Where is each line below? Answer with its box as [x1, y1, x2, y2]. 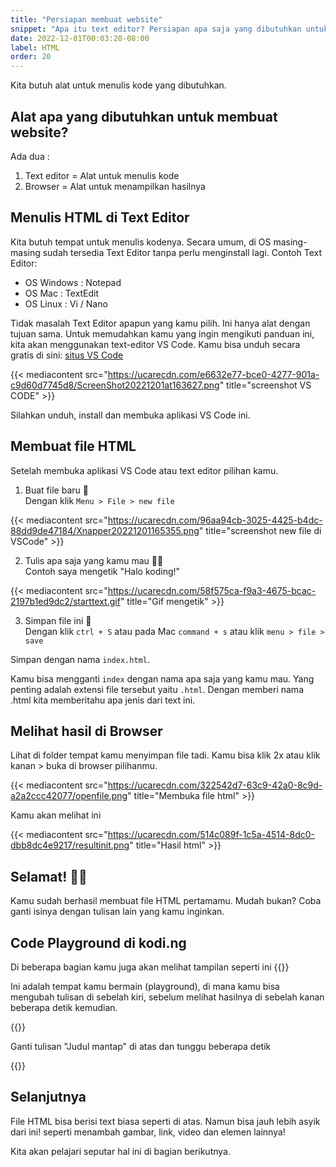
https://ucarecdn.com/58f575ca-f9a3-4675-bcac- [107, 584, 317, 596]
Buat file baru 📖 [24, 484, 89, 496]
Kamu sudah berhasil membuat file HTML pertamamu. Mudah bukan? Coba [10, 895, 322, 907]
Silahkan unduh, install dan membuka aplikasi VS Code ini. [10, 409, 251, 421]
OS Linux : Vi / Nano [24, 297, 108, 310]
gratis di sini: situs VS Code [10, 349, 124, 361]
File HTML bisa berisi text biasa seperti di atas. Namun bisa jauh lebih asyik [10, 1115, 321, 1127]
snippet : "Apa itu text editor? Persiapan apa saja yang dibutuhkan [10, 24, 302, 34]
